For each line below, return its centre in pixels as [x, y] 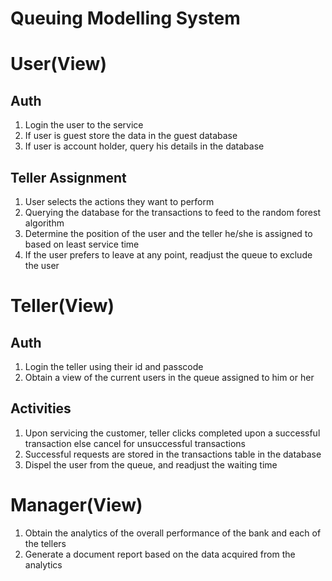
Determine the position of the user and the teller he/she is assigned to [168, 233]
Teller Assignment [68, 177]
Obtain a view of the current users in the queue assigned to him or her [169, 377]
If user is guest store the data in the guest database [131, 136]
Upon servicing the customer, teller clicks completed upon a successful [172, 433]
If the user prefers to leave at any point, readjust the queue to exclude [168, 255]
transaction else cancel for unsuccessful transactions [135, 443]
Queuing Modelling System [125, 18]
